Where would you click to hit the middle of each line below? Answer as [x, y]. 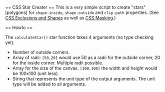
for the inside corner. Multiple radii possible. [58, 63]
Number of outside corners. [41, 52]
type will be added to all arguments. [49, 84]
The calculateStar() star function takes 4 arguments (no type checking [79, 37]
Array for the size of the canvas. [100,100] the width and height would [85, 68]
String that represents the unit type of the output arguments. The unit [83, 79]
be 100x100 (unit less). [35, 73]
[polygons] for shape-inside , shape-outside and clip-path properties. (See [82, 12]
